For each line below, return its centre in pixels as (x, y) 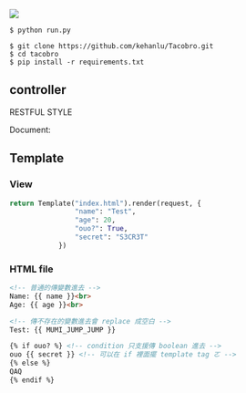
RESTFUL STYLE (41, 112)
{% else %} (30, 363)
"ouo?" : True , (101, 229)
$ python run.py (40, 30)
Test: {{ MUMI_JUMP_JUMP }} (63, 330)
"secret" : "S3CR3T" (111, 237)
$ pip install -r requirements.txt (77, 62)
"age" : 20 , (95, 220)
